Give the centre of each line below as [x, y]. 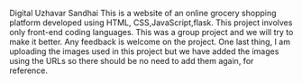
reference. [28, 70]
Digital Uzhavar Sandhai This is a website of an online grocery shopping [143, 13]
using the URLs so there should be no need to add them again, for [132, 61]
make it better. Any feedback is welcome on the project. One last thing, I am [150, 41]
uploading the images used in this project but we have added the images [144, 51]
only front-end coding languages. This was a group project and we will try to [151, 32]
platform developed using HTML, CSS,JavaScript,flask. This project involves [151, 23]
